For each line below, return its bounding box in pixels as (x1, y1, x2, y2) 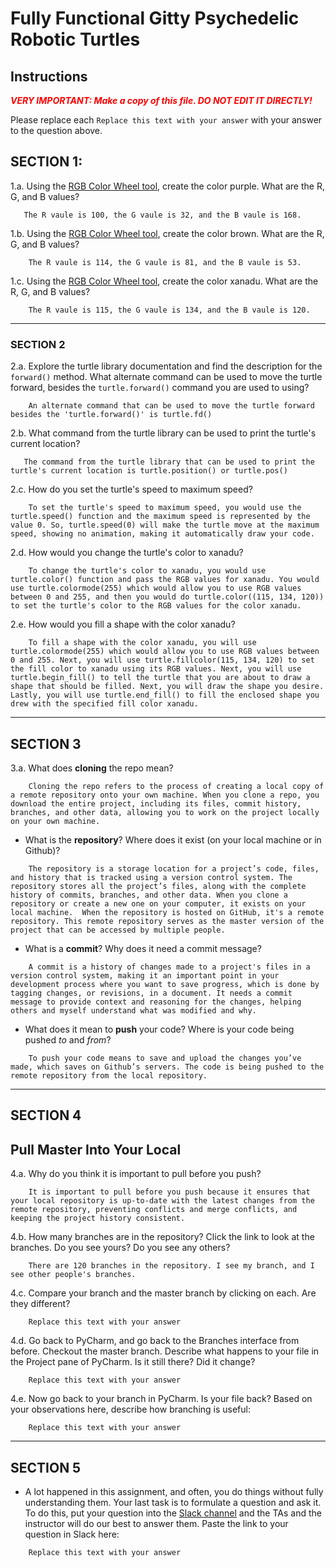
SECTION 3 (10, 735, 82, 752)
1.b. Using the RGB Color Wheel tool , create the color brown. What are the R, (10, 227, 325, 239)
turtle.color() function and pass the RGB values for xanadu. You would (10, 575, 320, 585)
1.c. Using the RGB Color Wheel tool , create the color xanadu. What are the (10, 275, 319, 287)
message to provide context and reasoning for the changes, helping (10, 997, 302, 1007)
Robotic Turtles (10, 28, 141, 51)
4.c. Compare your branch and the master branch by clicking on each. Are (10, 1287, 317, 1299)
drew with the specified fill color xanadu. (10, 699, 199, 709)
